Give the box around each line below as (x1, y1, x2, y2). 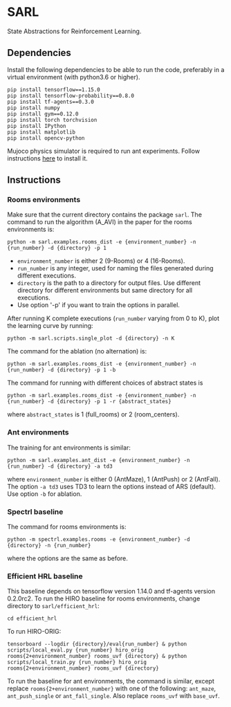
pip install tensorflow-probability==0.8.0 (7, 92, 135, 99)
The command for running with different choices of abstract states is (7, 378, 203, 387)
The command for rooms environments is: (7, 523, 127, 531)
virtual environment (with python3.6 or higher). (7, 73, 140, 81)
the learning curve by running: (7, 322, 93, 330)
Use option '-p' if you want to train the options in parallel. (17, 301, 180, 309)
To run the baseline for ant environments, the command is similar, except (7, 677, 214, 686)
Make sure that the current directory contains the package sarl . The (7, 210, 203, 219)
